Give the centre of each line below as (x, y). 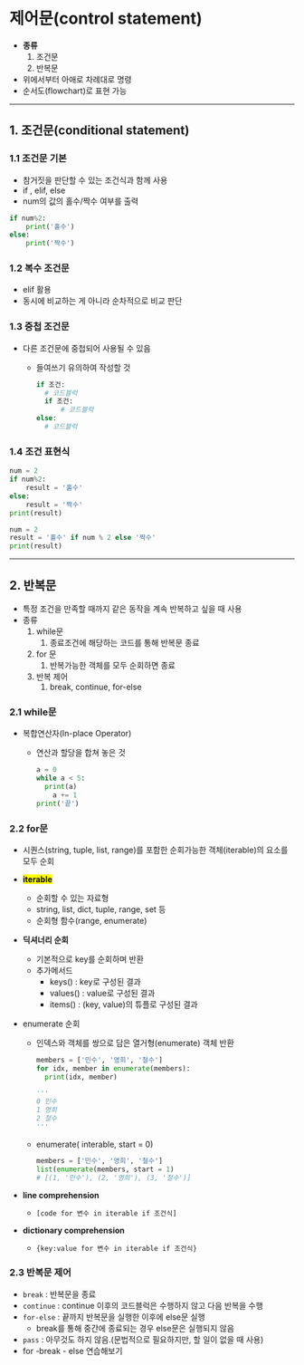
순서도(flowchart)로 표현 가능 (75, 91)
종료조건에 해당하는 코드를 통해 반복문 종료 (124, 642)
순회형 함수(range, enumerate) (91, 920)
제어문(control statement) (106, 19)
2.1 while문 (33, 712)
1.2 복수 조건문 (39, 268)
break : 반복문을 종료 (59, 1294)
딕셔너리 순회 (46, 939)
